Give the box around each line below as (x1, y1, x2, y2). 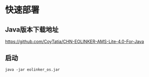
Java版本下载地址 (5, 25, 59, 34)
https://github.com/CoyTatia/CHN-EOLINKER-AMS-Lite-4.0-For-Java (5, 38, 144, 44)
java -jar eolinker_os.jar (5, 67, 60, 72)
